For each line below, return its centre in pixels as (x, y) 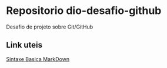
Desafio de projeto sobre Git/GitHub (50, 27)
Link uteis (24, 45)
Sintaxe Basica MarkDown (38, 59)
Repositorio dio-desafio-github (84, 11)
